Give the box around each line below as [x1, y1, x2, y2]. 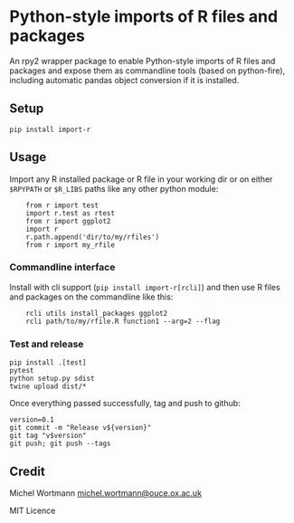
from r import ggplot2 [25, 216, 111, 225]
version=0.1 [9, 415, 54, 424]
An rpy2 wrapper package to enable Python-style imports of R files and [9, 55, 276, 66]
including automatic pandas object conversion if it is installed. [9, 74, 240, 85]
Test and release [9, 338, 84, 350]
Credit [9, 463, 45, 479]
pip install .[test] [9, 358, 88, 367]
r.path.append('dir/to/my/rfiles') [25, 233, 160, 242]
